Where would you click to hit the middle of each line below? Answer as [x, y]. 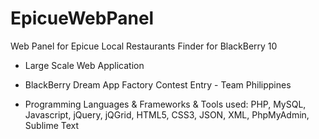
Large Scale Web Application [84, 65]
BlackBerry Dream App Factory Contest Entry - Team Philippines [158, 84]
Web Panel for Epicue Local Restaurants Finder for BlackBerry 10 [144, 46]
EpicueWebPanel [82, 18]
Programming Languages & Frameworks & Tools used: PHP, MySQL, [165, 104]
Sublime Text [52, 125]
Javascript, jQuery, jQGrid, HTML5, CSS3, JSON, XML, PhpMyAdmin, [167, 114]
